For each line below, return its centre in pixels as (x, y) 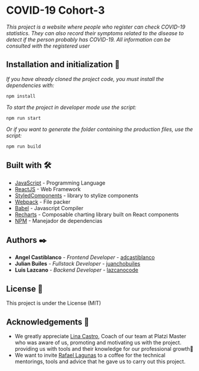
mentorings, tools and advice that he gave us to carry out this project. (100, 361)
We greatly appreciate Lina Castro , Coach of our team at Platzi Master (100, 336)
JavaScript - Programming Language (60, 183)
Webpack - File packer (42, 202)
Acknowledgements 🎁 (48, 322)
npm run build (24, 146)
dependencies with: (30, 85)
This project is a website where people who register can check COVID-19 (96, 27)
